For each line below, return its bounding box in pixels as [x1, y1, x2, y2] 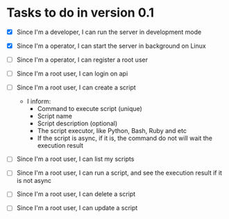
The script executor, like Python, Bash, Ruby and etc [37, 127, 187, 135]
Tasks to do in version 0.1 [6, 5, 154, 21]
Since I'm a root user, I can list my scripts [16, 155, 135, 164]
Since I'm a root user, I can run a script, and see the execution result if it [16, 168, 223, 177]
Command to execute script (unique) [37, 105, 143, 113]
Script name [37, 112, 72, 121]
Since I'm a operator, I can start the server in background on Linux [16, 42, 206, 50]
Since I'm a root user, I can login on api [16, 69, 128, 78]
